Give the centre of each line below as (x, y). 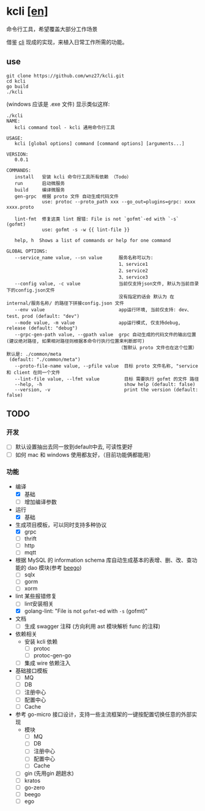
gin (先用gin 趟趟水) (49, 774)
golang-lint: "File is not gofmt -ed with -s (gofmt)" (86, 611)
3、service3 (133, 277)
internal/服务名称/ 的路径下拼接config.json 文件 (65, 303)
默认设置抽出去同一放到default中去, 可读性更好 (74, 447)
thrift (30, 539)
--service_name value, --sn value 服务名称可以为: (84, 258)
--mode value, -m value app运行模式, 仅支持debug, (98, 323)
